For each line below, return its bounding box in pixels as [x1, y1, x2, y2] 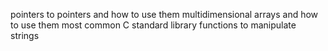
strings [10, 30, 40, 41]
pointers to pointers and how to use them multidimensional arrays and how [10, 9, 319, 20]
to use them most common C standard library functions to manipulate [10, 19, 297, 31]
